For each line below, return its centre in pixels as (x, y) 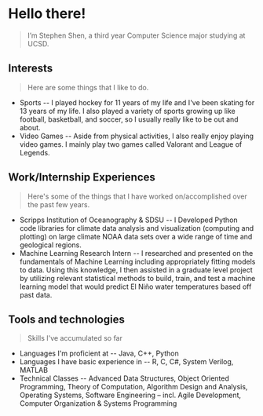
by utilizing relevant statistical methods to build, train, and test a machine (137, 278)
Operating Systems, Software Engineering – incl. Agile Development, (130, 395)
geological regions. (51, 245)
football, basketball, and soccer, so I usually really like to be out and (129, 119)
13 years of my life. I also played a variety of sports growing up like (127, 111)
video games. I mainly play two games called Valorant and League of (131, 144)
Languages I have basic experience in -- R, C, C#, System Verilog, (126, 362)
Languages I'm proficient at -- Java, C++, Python (99, 353)
